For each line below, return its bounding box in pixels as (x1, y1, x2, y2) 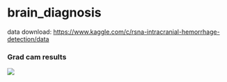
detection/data (7, 34, 49, 43)
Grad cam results (7, 52, 67, 61)
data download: (7, 28, 52, 36)
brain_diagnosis (7, 5, 102, 21)
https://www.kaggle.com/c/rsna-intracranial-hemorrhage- (53, 28, 221, 36)
